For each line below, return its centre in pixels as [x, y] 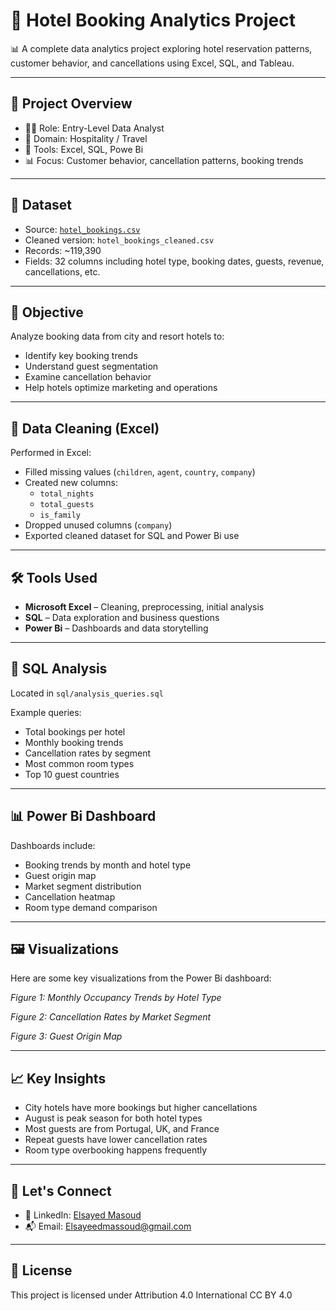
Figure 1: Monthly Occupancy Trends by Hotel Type [116, 998]
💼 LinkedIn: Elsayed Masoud [83, 1215]
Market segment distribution [83, 886]
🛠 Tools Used [54, 577]
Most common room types [79, 763]
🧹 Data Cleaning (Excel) [85, 428]
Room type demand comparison [91, 907]
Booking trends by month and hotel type [108, 865]
